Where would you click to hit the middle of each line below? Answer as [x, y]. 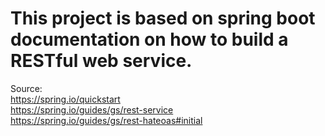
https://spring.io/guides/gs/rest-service [92, 109]
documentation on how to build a [149, 39]
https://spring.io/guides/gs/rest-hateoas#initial [106, 120]
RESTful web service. [101, 61]
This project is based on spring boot [163, 18]
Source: [26, 88]
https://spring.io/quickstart [65, 99]
